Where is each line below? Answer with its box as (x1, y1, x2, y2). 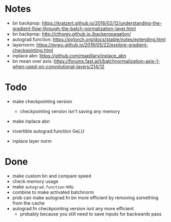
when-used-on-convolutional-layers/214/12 (12, 63, 105, 70)
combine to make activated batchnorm (12, 189, 94, 195)
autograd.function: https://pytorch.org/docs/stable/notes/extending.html (12, 36, 166, 42)
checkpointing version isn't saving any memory (20, 108, 120, 114)
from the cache (12, 200, 45, 206)
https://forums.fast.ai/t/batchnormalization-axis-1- (53, 58, 160, 64)
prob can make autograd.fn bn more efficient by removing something (12, 194, 159, 201)
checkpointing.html (12, 47, 53, 53)
